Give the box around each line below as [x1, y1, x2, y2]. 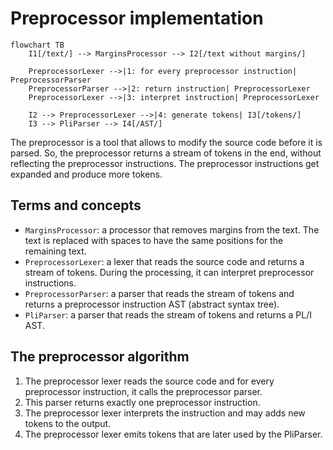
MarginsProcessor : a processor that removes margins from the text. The [24, 223, 320, 236]
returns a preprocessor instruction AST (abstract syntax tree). [24, 298, 280, 310]
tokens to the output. [24, 417, 112, 429]
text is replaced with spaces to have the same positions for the [24, 234, 284, 246]
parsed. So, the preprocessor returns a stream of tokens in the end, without [10, 147, 322, 159]
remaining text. [24, 245, 87, 257]
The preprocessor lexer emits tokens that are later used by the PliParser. [24, 428, 323, 440]
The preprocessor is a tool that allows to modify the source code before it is [10, 136, 323, 148]
